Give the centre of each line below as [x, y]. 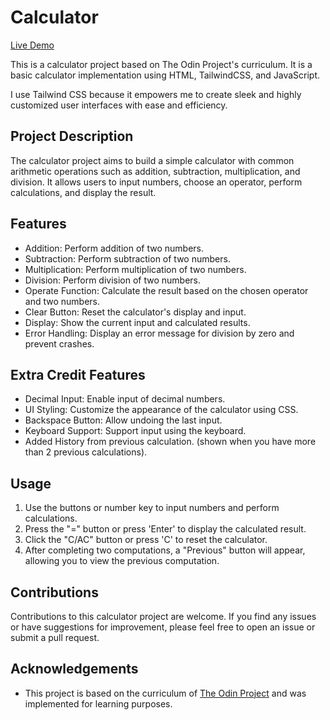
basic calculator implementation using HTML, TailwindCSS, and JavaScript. [165, 75]
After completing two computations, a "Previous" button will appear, [165, 550]
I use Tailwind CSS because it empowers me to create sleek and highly [156, 94]
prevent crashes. [59, 343]
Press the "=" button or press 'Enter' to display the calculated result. [165, 529]
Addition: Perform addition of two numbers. [114, 248]
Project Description [72, 136]
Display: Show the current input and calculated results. [137, 322]
